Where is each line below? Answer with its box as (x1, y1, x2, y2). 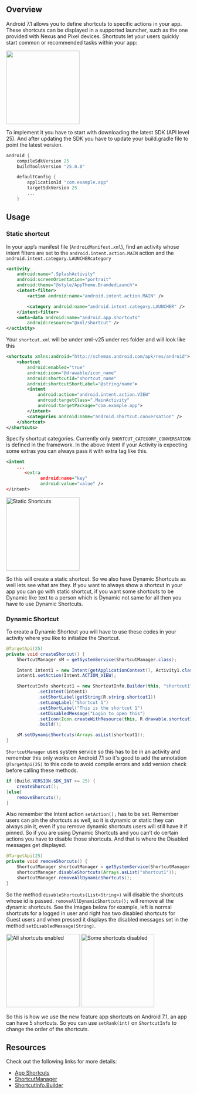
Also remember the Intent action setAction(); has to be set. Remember (6, 811, 179, 818)
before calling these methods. (6, 767, 79, 774)
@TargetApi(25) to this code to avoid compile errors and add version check (6, 761, 186, 768)
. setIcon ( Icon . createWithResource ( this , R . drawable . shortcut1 (37, 716, 193, 722)
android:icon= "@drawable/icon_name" (27, 370, 117, 376)
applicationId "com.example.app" (27, 179, 109, 185)
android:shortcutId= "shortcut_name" (27, 375, 117, 381)
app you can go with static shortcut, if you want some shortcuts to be (6, 588, 174, 595)
